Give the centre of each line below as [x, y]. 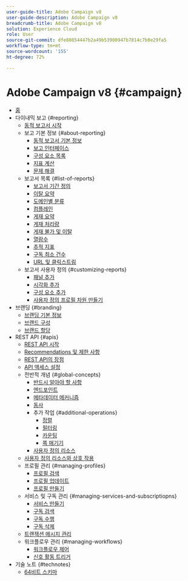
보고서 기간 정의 [52, 186]
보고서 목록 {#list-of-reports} [59, 178]
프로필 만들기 [49, 488]
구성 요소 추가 [49, 292]
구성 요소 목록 [49, 155]
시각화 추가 [46, 284]
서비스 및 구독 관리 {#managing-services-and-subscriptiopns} [100, 496]
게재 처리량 [46, 224]
